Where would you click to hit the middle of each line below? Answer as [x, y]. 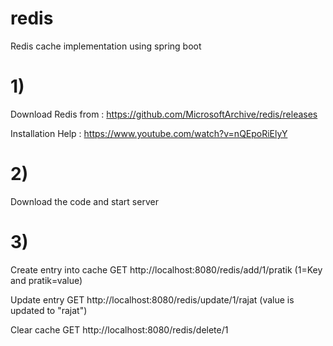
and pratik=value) [46, 280]
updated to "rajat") [49, 310]
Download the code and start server [84, 201]
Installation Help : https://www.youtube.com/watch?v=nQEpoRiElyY [149, 133]
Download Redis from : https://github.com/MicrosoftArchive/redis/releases [164, 114]
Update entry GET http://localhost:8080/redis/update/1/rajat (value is [152, 299]
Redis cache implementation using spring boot [106, 46]
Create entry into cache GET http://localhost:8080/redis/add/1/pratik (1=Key [166, 269]
